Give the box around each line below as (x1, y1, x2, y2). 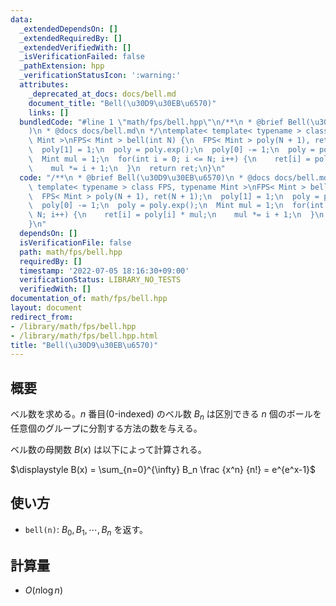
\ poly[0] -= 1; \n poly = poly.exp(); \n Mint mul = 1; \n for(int (28, 201, 325, 211)
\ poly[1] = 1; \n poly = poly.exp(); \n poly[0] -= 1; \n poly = (28, 145, 315, 155)
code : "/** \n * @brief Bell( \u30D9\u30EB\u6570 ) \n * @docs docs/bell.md (19, 172, 329, 183)
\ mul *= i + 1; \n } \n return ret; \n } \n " (28, 163, 226, 173)
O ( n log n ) (24, 584, 63, 596)
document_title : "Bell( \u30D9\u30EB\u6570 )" (28, 98, 217, 108)
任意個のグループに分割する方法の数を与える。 (10, 422, 203, 434)
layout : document (10, 303, 83, 313)
